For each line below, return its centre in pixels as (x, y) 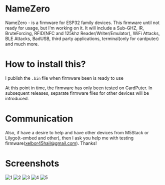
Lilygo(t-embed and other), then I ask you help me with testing (69, 138)
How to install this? (45, 64)
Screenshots (32, 163)
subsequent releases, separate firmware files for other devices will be (77, 93)
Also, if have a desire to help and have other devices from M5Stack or (77, 132)
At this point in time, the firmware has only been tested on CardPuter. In (79, 88)
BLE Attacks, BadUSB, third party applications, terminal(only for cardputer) (82, 39)
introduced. (17, 98)
